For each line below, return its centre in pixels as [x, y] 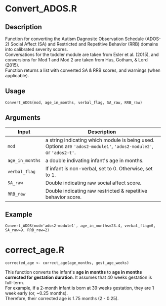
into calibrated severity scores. [37, 49]
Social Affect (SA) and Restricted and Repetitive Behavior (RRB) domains [84, 44]
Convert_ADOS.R [41, 9]
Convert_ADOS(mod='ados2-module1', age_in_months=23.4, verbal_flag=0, [80, 226]
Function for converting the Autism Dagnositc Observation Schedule [75, 39]
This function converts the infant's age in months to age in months [74, 272]
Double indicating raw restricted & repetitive [96, 191]
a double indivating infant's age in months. [95, 160]
